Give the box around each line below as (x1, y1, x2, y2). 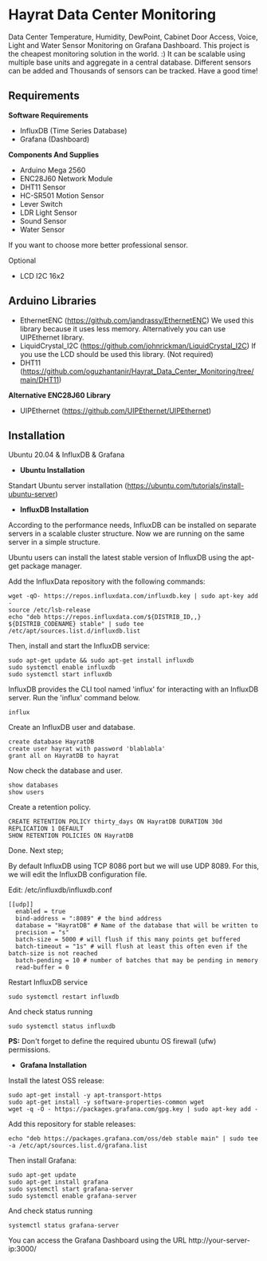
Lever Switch (19, 199, 64, 208)
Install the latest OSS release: (8, 1076, 105, 1085)
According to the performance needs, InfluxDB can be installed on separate (8, 521, 257, 530)
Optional (8, 256, 37, 265)
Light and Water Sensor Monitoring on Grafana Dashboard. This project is (8, 40, 249, 50)
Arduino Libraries (8, 294, 97, 308)
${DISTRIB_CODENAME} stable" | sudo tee (8, 621, 145, 629)
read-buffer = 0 (15, 964, 69, 972)
